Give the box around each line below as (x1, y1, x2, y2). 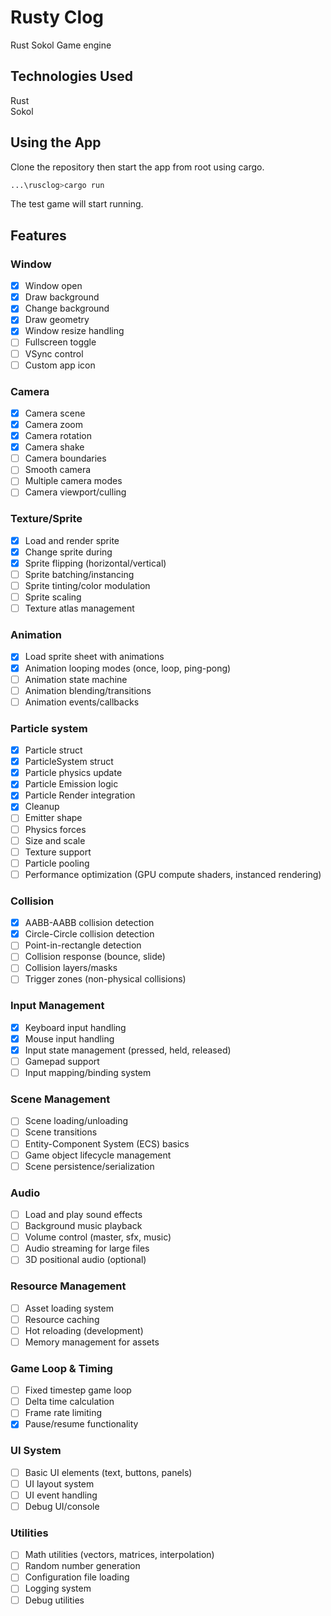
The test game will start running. (10, 198, 144, 210)
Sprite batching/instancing (24, 568, 135, 580)
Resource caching (24, 1313, 100, 1325)
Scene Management (10, 1092, 111, 1106)
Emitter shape (24, 812, 83, 824)
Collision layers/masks (24, 962, 118, 974)
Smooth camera (24, 464, 92, 476)
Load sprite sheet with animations (24, 651, 165, 663)
